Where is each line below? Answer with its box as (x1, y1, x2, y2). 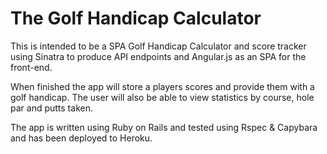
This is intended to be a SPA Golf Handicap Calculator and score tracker (10, 40, 307, 52)
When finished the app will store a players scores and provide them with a (10, 80, 315, 92)
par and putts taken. (10, 102, 93, 114)
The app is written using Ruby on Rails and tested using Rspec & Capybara (10, 121, 318, 133)
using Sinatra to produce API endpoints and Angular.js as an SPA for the (10, 50, 307, 62)
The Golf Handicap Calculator (10, 7, 262, 30)
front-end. (10, 61, 53, 73)
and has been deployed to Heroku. (10, 132, 153, 144)
